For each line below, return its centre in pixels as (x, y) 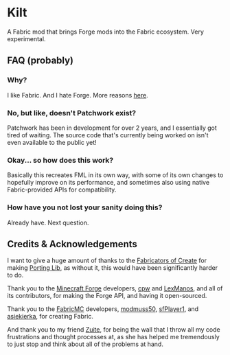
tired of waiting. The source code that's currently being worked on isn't (108, 135)
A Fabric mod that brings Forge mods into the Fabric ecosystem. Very (106, 32)
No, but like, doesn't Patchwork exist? (71, 113)
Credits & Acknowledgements (72, 244)
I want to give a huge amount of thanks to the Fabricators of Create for (107, 261)
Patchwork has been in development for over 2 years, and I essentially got (112, 128)
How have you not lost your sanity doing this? (85, 207)
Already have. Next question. (48, 222)
